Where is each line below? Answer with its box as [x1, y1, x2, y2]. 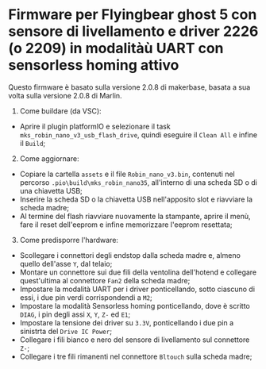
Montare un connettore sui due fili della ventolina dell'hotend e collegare [19, 267, 257, 277]
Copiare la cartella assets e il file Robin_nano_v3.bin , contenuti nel [19, 169, 236, 179]
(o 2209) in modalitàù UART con [8, 40, 224, 57]
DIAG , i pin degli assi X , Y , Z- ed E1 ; [19, 309, 131, 319]
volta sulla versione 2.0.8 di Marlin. [8, 90, 122, 100]
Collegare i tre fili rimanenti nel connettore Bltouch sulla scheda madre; [19, 352, 253, 361]
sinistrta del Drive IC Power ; [19, 326, 113, 336]
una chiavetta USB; [19, 186, 83, 195]
